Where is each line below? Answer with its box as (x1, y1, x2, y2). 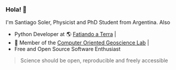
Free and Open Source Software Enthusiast (14, 46, 121, 53)
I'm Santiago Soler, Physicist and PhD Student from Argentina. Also (5, 19, 171, 26)
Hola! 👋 (5, 5, 27, 14)
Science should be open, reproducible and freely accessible (20, 57, 168, 64)
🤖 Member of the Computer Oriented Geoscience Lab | (14, 39, 150, 46)
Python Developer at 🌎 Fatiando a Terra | (14, 31, 117, 38)
